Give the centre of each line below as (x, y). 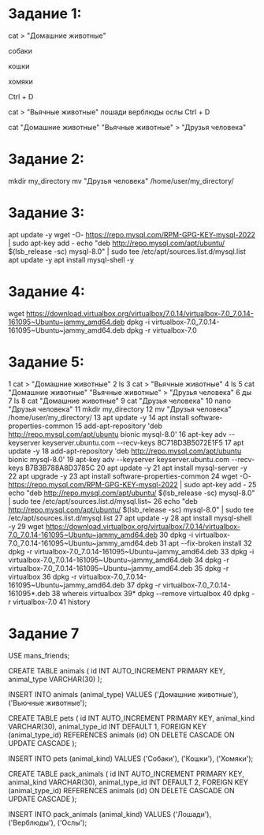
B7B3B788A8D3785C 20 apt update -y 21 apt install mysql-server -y (136, 468)
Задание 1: (45, 14)
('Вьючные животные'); (48, 703)
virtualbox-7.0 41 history (52, 602)
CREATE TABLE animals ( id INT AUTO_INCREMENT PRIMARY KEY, (117, 670)
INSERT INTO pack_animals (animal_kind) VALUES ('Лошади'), (110, 814)
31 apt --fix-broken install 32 (205, 543)
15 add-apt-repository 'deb (119, 426)
